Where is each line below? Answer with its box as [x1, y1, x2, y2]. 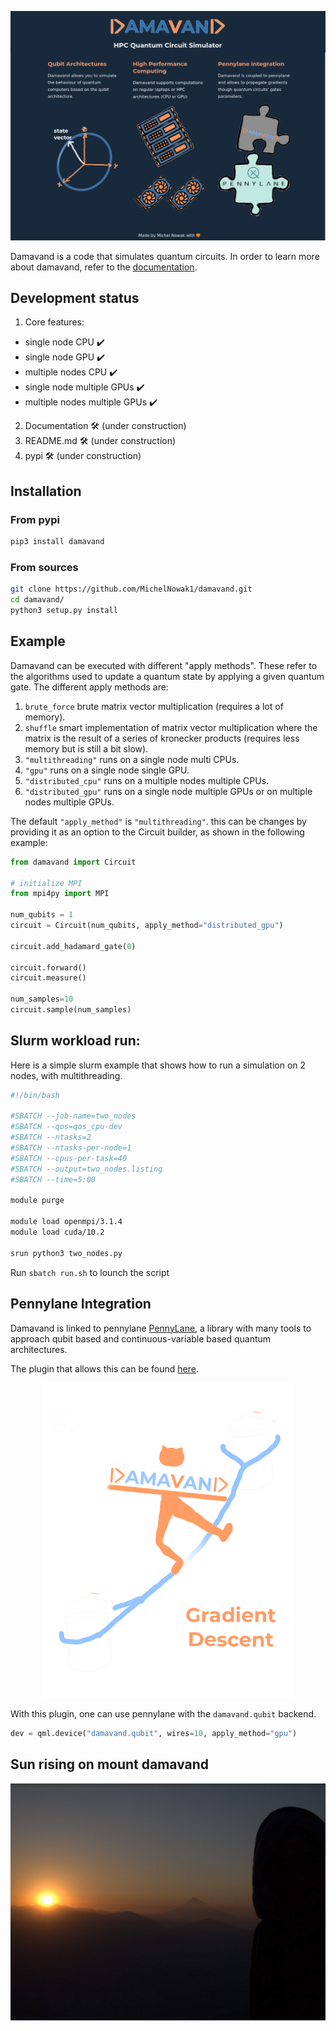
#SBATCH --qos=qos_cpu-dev [10, 1122, 123, 1132]
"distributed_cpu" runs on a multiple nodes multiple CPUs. [24, 774, 270, 786]
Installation [10, 482, 82, 500]
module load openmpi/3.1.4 [10, 1217, 123, 1227]
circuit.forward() [10, 962, 87, 973]
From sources [10, 560, 79, 574]
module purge [10, 1196, 65, 1206]
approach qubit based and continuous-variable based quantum [10, 1332, 272, 1345]
